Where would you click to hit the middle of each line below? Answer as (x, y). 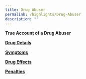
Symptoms (17, 52)
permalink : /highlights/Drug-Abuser (43, 14)
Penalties (15, 72)
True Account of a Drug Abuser (38, 33)
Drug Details (18, 43)
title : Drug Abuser (25, 10)
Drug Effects (18, 62)
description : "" (22, 19)
